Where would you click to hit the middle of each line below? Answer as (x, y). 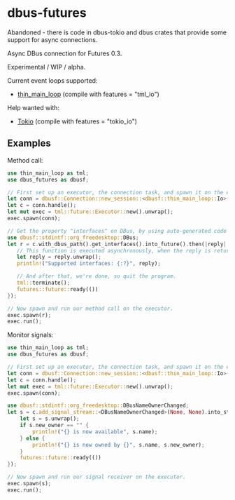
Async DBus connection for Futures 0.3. (65, 53)
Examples (29, 143)
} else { (33, 438)
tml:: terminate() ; (43, 283)
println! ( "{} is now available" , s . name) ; (95, 432)
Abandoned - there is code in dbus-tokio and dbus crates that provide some (117, 32)
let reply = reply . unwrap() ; (59, 257)
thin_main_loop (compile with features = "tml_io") (88, 94)
